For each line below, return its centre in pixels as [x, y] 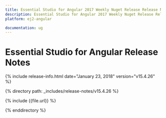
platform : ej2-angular [28, 19]
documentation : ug [24, 28]
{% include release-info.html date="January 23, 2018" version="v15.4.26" [80, 77]
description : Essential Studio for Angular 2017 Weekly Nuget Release [79, 14]
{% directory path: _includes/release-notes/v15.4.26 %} [62, 91]
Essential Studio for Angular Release [82, 52]
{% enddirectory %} [25, 110]
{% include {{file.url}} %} [31, 101]
